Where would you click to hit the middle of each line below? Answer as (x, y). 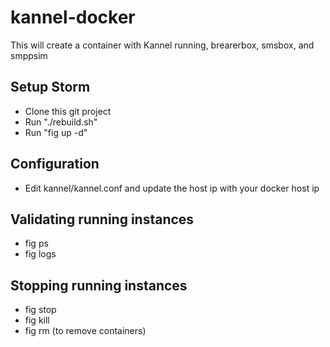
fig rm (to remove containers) (85, 331)
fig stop (40, 310)
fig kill (37, 320)
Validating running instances (102, 219)
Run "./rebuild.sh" (61, 122)
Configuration (55, 164)
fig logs (40, 254)
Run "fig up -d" (56, 132)
